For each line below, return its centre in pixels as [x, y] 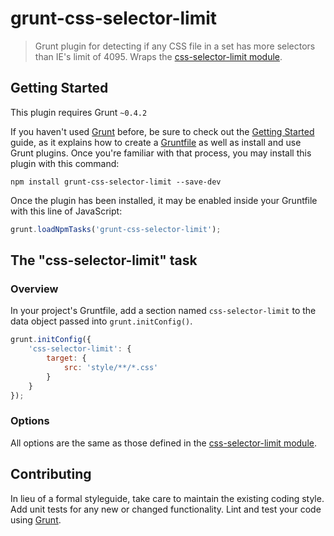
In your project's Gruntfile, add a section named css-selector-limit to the [163, 311]
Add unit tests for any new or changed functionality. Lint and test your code [166, 509]
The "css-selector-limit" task [104, 260]
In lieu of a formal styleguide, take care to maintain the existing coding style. [167, 498]
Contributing [51, 474]
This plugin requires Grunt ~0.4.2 [79, 112]
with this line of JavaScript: [66, 211]
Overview [34, 289]
